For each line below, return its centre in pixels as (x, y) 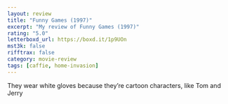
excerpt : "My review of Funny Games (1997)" (73, 27)
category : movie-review (42, 59)
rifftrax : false (31, 53)
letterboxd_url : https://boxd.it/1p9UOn (67, 40)
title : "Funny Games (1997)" (50, 20)
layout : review (29, 14)
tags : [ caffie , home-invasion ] (53, 66)
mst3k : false (26, 46)
